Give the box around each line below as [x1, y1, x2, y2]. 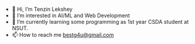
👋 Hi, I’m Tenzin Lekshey [11, 6, 73, 12]
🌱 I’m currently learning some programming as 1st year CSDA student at [11, 18, 189, 25]
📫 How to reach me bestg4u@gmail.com [11, 32, 114, 38]
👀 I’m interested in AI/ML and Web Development [11, 12, 130, 19]
